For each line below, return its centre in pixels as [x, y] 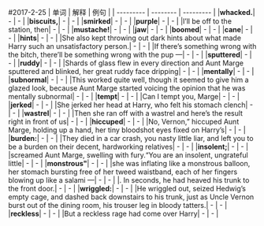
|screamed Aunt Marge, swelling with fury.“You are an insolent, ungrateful [128, 155]
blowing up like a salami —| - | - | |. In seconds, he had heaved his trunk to [129, 180]
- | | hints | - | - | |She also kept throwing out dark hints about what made [125, 38]
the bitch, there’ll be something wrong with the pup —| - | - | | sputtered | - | [130, 55]
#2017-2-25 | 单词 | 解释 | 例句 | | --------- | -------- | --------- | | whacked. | [132, 12]
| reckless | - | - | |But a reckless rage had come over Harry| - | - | [113, 213]
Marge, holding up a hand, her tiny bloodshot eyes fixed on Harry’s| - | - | [127, 130]
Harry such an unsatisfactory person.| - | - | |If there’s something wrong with [132, 46]
